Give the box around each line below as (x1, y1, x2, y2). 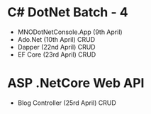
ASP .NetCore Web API (7, 75, 145, 91)
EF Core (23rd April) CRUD (17, 50, 96, 59)
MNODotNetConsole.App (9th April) (17, 28, 123, 36)
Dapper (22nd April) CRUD (17, 42, 96, 51)
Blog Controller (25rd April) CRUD (17, 98, 117, 107)
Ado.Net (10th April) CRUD (17, 35, 96, 43)
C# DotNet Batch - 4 (7, 4, 129, 21)
